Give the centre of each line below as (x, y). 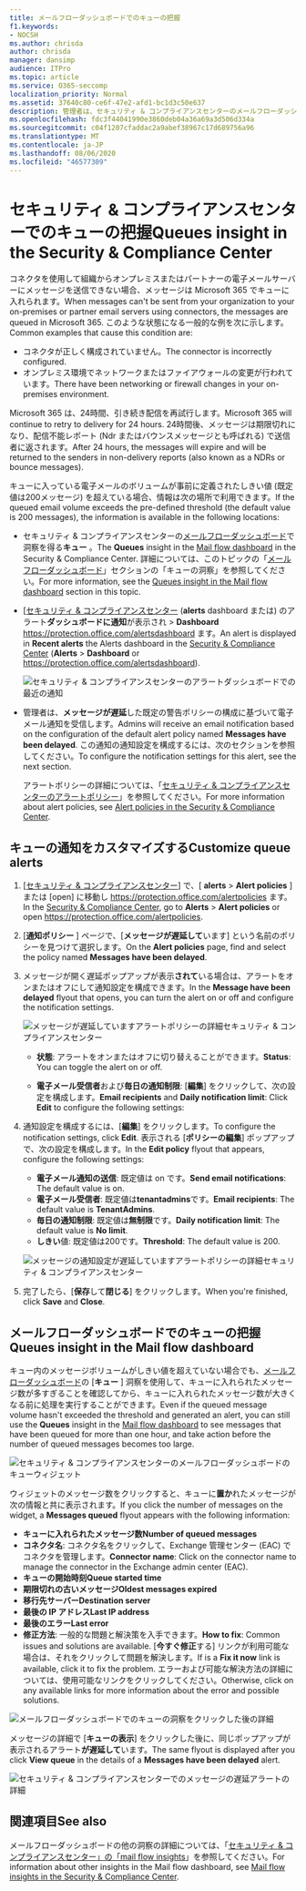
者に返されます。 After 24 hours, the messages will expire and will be (138, 447)
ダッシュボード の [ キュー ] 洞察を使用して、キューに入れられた (143, 1382)
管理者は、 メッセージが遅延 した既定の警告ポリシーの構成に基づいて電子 (158, 712)
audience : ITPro (40, 69)
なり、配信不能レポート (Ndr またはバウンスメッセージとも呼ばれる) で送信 (150, 436)
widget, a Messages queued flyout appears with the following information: (150, 1515)
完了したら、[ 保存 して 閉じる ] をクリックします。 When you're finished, (155, 1292)
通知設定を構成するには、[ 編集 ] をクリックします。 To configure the (149, 1127)
